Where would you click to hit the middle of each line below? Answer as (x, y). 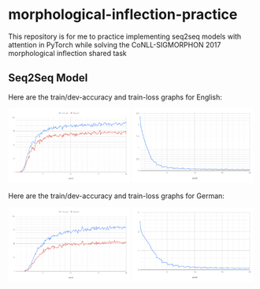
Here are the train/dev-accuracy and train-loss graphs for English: (115, 97)
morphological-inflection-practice (123, 15)
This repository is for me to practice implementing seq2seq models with (125, 36)
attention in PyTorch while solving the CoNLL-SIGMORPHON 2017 (115, 44)
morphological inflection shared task (68, 53)
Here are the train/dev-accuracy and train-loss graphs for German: (116, 196)
